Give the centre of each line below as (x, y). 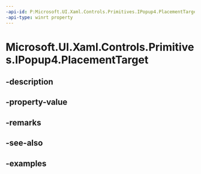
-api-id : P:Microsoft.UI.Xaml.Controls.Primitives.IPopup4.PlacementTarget (102, 12)
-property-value (37, 102)
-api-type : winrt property (39, 17)
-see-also (24, 143)
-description (29, 82)
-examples (26, 163)
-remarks (23, 123)
